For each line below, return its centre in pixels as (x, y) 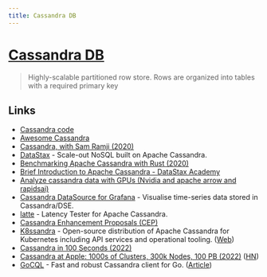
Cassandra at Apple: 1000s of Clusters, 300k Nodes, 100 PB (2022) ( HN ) (139, 256)
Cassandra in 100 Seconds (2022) (76, 248)
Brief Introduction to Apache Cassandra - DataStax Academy (120, 172)
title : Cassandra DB (43, 16)
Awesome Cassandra (55, 138)
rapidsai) (34, 189)
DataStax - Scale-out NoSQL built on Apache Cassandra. (113, 155)
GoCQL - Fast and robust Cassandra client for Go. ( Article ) (116, 265)
